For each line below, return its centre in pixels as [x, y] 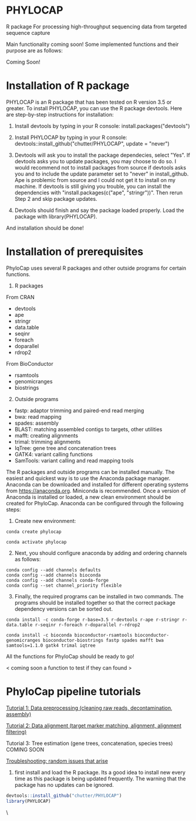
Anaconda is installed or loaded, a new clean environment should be [89, 497]
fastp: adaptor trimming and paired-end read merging [79, 410]
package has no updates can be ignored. [64, 784]
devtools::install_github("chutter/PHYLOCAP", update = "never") [92, 143]
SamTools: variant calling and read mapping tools [74, 461]
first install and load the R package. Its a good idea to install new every [100, 772]
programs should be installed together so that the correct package [95, 602]
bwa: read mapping [38, 416]
